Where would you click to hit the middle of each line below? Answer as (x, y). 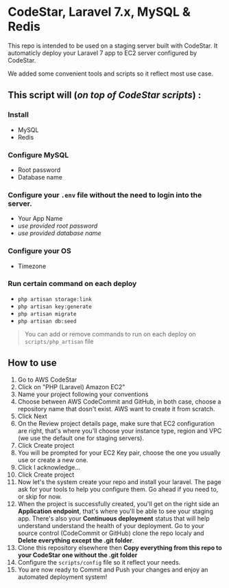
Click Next (32, 416)
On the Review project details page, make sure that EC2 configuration (116, 423)
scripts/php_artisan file (59, 341)
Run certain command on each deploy (72, 284)
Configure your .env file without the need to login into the (105, 195)
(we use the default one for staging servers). (81, 438)
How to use (32, 363)
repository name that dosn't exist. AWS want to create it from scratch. (116, 409)
